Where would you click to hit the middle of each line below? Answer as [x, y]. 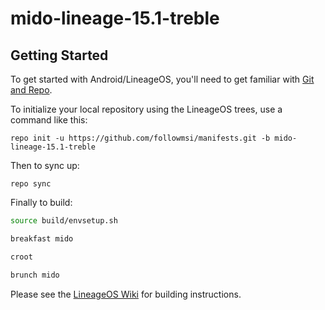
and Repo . [31, 90]
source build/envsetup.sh [64, 221]
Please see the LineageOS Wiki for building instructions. [126, 294]
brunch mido [35, 275]
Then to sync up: [45, 165]
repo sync [31, 184]
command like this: [49, 120]
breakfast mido [42, 238]
